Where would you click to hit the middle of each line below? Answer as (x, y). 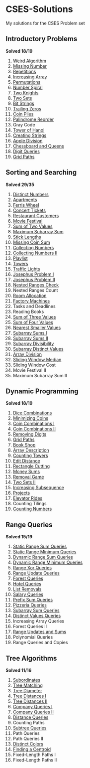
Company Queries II (33, 712)
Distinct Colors (28, 744)
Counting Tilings (30, 504)
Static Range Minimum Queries (45, 552)
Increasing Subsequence (38, 488)
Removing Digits (30, 434)
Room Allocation (30, 295)
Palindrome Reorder (33, 119)
